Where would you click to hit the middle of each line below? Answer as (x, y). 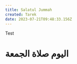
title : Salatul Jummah (29, 10)
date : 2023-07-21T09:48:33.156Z (38, 19)
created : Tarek (21, 14)
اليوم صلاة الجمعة (37, 53)
